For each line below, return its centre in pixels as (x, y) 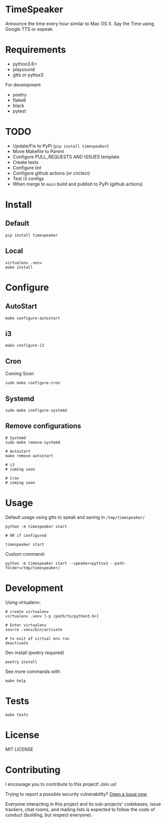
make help (16, 681)
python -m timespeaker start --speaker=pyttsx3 (57, 563)
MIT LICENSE (19, 749)
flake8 (19, 100)
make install (19, 267)
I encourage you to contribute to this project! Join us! (61, 784)
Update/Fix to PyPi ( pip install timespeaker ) (61, 146)
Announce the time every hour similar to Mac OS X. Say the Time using (80, 24)
